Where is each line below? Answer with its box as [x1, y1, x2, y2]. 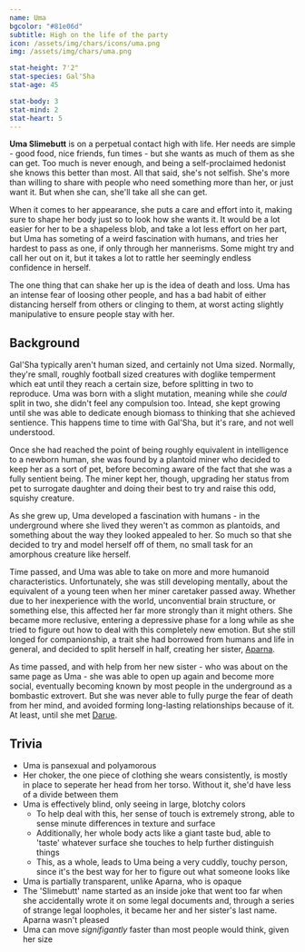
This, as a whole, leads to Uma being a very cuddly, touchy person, [35, 857, 288, 868]
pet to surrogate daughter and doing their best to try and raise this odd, [9, 483, 277, 494]
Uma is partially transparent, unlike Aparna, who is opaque [22, 876, 242, 887]
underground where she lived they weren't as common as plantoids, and [9, 520, 280, 531]
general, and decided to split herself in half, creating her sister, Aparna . [9, 644, 275, 655]
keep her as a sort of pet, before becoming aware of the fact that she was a [9, 464, 292, 475]
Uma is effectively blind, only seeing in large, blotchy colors [22, 798, 246, 809]
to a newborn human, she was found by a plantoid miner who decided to [9, 454, 280, 465]
